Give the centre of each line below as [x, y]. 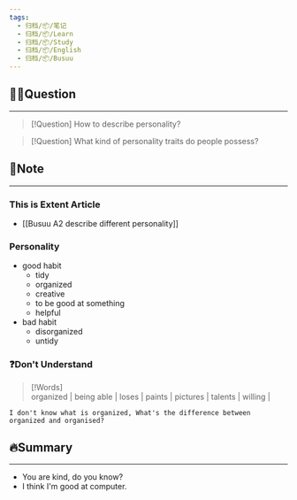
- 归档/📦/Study [45, 42]
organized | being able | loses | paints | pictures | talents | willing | [151, 396]
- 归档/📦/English [49, 50]
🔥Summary [41, 447]
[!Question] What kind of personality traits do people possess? [145, 141]
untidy [47, 341]
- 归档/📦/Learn [45, 34]
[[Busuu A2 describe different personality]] [100, 223]
